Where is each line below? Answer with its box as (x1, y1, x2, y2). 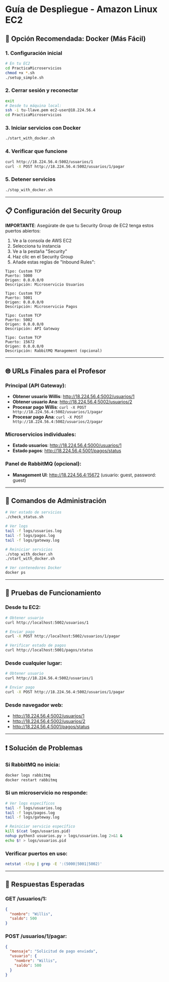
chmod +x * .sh (5, 70, 35, 75)
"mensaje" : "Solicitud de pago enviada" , (10, 949, 98, 954)
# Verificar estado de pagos (5, 643, 66, 648)
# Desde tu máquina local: (5, 103, 62, 108)
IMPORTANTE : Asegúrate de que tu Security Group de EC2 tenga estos (5, 223, 154, 229)
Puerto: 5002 (5, 317, 33, 322)
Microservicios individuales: (5, 430, 76, 438)
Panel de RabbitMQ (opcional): (5, 460, 81, 467)
